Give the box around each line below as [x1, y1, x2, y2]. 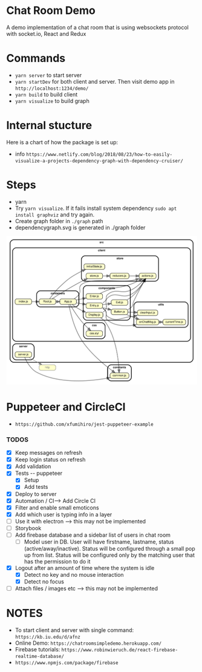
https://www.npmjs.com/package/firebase [15, 660, 119, 666]
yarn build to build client [15, 90, 78, 98]
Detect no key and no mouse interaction [24, 571, 124, 579]
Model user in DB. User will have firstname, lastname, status [24, 538, 174, 545]
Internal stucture [6, 119, 93, 132]
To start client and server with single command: [15, 627, 134, 634]
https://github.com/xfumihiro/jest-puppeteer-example [15, 421, 154, 428]
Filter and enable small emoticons [15, 504, 99, 511]
